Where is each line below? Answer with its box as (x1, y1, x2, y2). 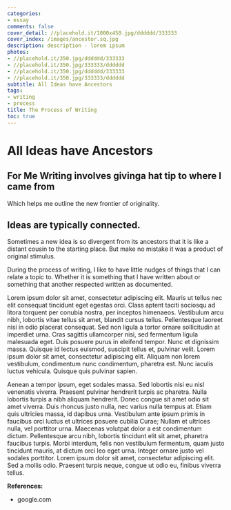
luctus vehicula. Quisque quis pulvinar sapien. (7, 367, 138, 375)
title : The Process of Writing (7, 106, 97, 113)
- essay (7, 17, 30, 23)
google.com (17, 495, 52, 504)
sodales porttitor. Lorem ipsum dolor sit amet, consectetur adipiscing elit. (7, 454, 215, 462)
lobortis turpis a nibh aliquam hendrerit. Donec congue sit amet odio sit (7, 395, 209, 404)
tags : (7, 87, 23, 94)
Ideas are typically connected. (7, 219, 141, 232)
